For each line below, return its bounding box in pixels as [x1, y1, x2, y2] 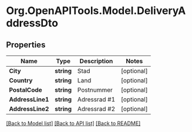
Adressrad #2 [77, 105, 116, 113]
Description [79, 57, 113, 65]
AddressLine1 [9, 95, 49, 103]
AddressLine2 [9, 105, 49, 113]
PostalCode [9, 86, 42, 94]
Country [9, 77, 33, 84]
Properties [6, 40, 46, 50]
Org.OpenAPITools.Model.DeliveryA [6, 4, 186, 18]
